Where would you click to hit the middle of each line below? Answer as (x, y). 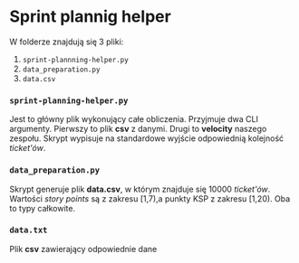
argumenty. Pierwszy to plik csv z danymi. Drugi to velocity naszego (138, 129)
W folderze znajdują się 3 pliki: (67, 42)
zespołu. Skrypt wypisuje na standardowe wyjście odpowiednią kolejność (147, 138)
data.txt (29, 230)
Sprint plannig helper (91, 17)
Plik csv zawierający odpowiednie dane (83, 249)
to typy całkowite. (42, 208)
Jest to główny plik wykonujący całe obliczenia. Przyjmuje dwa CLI (134, 119)
